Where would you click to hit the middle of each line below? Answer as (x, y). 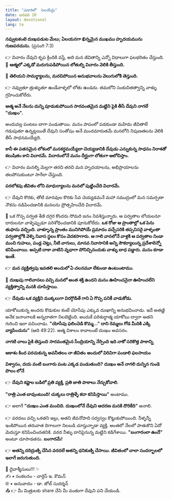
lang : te (15, 24)
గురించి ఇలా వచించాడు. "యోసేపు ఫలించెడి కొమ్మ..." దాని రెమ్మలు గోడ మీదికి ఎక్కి (78, 324)
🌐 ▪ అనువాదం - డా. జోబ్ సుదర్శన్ (37, 484)
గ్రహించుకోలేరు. (19, 95)
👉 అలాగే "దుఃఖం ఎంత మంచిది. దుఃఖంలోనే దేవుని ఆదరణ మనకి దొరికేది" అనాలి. (79, 406)
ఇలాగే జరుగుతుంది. (23, 458)
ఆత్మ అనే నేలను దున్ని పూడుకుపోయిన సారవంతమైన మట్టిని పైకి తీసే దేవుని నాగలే (77, 106)
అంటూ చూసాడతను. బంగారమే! (34, 439)
